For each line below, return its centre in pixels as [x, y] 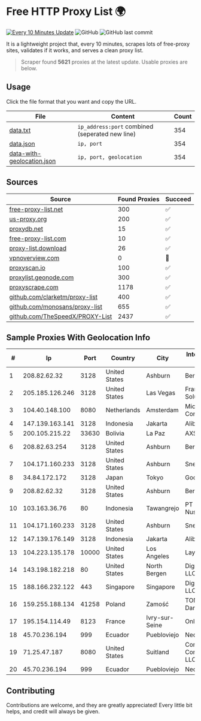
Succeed [178, 199]
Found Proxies [138, 199]
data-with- [25, 153]
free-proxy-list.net [36, 209]
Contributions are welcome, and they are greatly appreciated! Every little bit [99, 705]
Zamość [158, 604]
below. [29, 68]
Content [123, 116]
